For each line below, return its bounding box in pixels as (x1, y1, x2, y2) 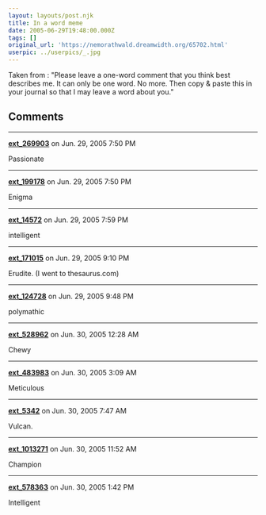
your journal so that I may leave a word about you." (8, 87, 174, 96)
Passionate (8, 154, 45, 163)
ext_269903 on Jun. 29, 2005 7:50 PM (8, 138, 136, 148)
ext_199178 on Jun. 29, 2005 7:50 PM (8, 176, 132, 186)
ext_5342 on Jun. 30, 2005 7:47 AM (8, 405, 127, 415)
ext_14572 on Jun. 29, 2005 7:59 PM (8, 215, 129, 225)
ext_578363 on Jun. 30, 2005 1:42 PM (8, 482, 135, 492)
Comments (8, 110, 64, 124)
